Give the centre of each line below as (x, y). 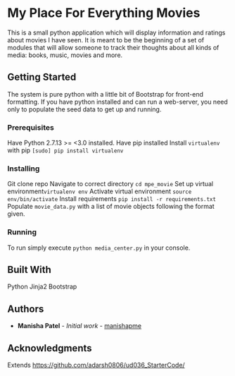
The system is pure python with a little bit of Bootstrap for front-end (106, 94)
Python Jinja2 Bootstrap (42, 286)
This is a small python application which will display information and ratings (116, 32)
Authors (26, 309)
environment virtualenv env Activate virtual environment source (100, 191)
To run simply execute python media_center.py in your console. (99, 248)
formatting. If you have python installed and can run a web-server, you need (118, 102)
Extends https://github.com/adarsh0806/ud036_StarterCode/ (96, 365)
